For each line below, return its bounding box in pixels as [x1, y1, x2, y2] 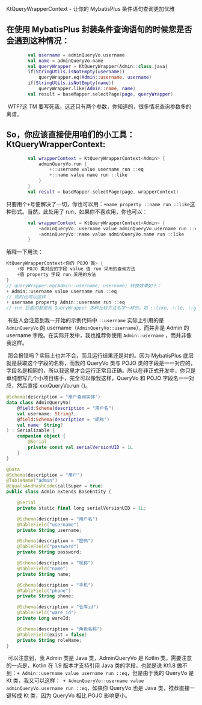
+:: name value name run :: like [49, 172, 128, 179]
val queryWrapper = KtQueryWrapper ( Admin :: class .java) [28, 63, 168, 69]
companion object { [17, 433, 66, 439]
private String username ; [17, 527, 82, 533]
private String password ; [17, 549, 82, 555]
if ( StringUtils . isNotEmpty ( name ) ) [28, 80, 114, 86]
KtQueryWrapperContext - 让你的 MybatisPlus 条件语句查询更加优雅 [6, 5, 175, 12]
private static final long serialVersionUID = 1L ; [17, 505, 147, 511]
